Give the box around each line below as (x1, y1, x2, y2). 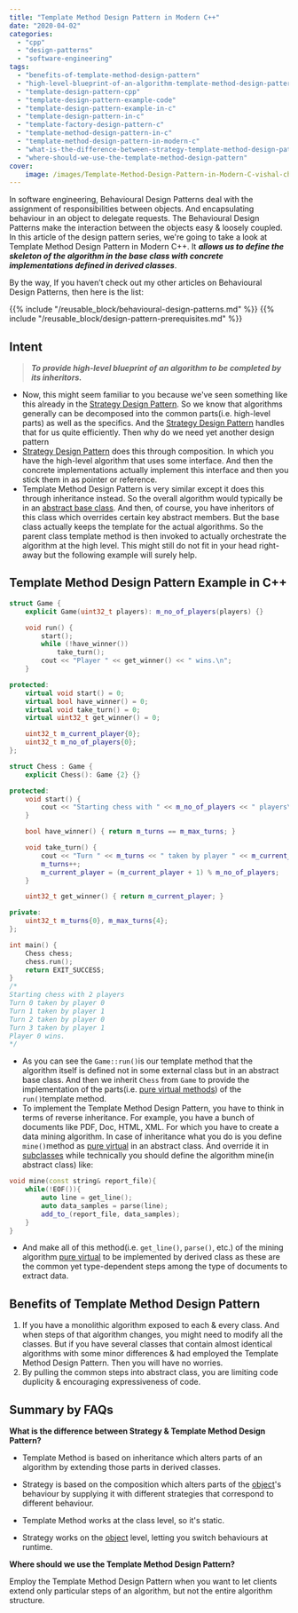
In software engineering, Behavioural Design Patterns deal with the (9, 194, 254, 205)
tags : (9, 63, 29, 72)
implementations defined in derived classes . (9, 260, 177, 271)
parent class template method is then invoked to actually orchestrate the (21, 531, 286, 542)
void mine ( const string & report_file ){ (9, 1177, 157, 1186)
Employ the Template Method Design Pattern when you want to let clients (9, 1577, 278, 1586)
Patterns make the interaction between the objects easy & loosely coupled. (9, 223, 283, 233)
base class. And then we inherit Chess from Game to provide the (21, 1075, 250, 1086)
